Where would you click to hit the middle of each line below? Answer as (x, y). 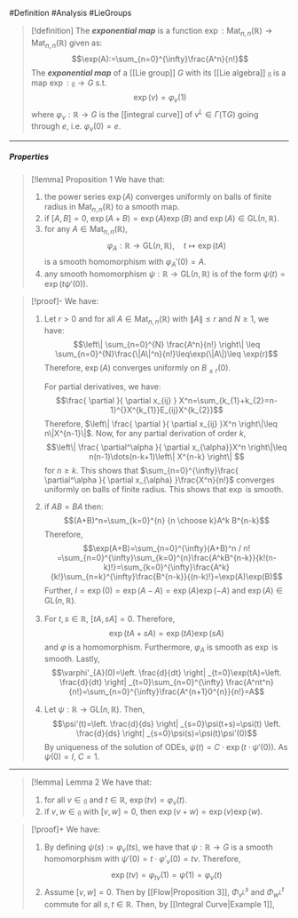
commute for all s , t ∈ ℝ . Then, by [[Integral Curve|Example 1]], (159, 904)
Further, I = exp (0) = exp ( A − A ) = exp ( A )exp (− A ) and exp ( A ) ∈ (164, 591)
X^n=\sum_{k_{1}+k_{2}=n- (228, 401)
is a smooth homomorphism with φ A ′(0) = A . (125, 263)
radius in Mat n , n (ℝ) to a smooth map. (112, 208)
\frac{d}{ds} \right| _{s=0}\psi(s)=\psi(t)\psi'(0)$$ (166, 733)
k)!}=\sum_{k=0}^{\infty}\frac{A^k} (167, 567)
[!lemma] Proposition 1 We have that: (98, 179)
